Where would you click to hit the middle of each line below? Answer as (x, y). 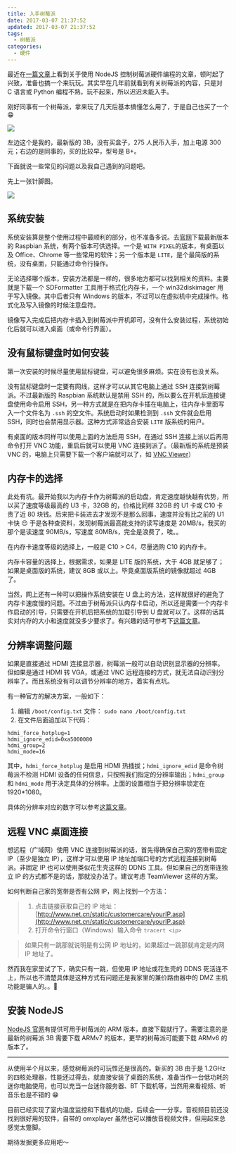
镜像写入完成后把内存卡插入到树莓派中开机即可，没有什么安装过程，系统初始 (118, 320)
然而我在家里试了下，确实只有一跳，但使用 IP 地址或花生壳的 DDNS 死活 (112, 968)
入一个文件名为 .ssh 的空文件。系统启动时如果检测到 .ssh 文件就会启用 (110, 412)
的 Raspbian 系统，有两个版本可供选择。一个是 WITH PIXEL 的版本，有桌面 (113, 246)
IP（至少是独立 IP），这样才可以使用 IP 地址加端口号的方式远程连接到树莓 (112, 858)
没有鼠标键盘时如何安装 (58, 353)
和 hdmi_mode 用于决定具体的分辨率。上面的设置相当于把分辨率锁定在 (106, 784)
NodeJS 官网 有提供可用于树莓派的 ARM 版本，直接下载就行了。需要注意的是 (118, 1029)
